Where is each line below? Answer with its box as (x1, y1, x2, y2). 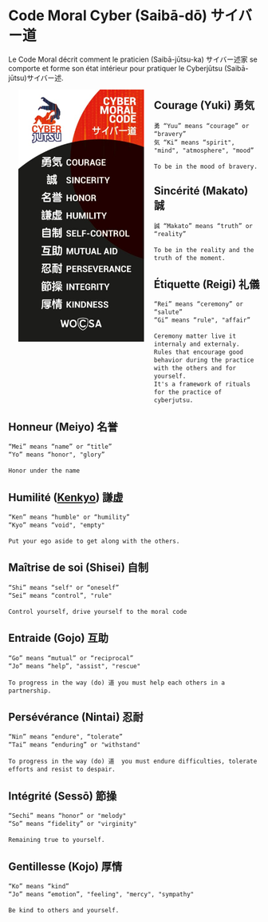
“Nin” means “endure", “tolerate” (8, 733, 124, 741)
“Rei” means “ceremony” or (154, 300, 243, 308)
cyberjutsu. (154, 396, 194, 404)
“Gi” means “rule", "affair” (154, 316, 251, 324)
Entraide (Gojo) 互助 (8, 631, 109, 645)
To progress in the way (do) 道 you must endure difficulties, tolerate (8, 757, 258, 766)
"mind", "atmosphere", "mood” (154, 146, 254, 154)
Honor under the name (8, 467, 81, 475)
